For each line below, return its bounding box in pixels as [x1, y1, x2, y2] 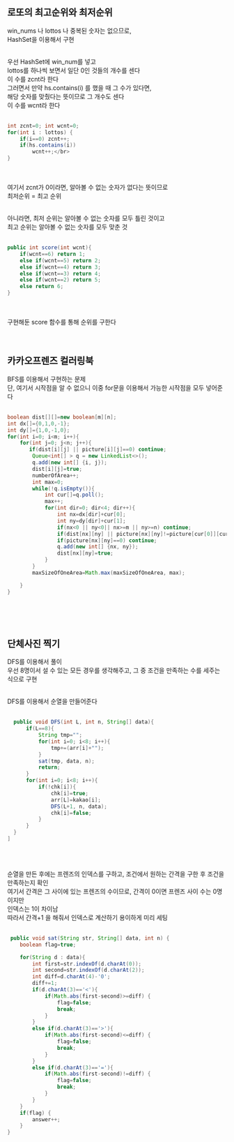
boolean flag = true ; [19, 941, 77, 948]
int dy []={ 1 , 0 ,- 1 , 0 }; [7, 426, 70, 434]
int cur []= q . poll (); [44, 491, 104, 499]
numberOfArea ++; [32, 472, 79, 479]
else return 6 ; [19, 283, 64, 290]
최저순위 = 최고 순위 [7, 192, 62, 200]
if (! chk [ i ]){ [38, 783, 77, 790]
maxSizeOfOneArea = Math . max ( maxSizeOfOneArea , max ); [32, 569, 186, 576]
